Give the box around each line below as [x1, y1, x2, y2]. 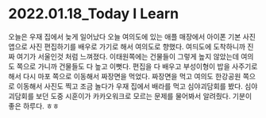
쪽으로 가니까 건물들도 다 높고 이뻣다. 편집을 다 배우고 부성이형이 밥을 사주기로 [16, 61, 258, 71]
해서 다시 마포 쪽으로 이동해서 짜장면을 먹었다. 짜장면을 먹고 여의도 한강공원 [8, 71, 241, 81]
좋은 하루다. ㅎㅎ [8, 101, 60, 111]
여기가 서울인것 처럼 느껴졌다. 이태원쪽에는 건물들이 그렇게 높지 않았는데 [16, 51, 240, 61]
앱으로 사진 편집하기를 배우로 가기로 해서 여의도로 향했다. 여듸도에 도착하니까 [8, 41, 246, 51]
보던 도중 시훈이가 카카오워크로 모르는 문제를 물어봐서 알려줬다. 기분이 [35, 91, 253, 101]
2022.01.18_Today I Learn [8, 5, 179, 23]
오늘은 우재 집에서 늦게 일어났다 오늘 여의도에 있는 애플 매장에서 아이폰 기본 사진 [8, 32, 256, 41]
